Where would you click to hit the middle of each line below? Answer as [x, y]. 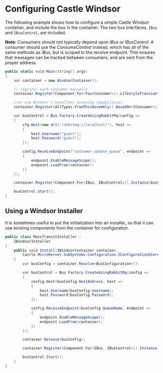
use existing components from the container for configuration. [67, 228]
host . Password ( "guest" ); [56, 138]
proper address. [21, 62]
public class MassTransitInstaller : [43, 237]
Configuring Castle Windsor [63, 9]
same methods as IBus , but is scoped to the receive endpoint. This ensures [80, 52]
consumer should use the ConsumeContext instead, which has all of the [77, 47]
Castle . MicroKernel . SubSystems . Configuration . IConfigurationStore [91, 255]
